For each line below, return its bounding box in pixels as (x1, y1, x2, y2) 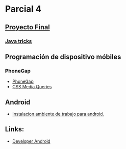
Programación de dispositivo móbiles (5, 52, 121, 61)
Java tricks (5, 38, 32, 45)
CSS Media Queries (12, 84, 52, 90)
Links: (5, 125, 25, 133)
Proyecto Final (5, 23, 50, 31)
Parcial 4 (5, 3, 42, 15)
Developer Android (12, 138, 50, 144)
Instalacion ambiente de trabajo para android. (12, 111, 104, 117)
